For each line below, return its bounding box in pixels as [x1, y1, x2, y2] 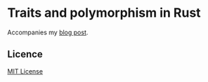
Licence [7, 48, 44, 60]
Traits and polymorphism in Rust [7, 5, 202, 21]
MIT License [7, 67, 44, 75]
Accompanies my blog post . [7, 28, 89, 36]
